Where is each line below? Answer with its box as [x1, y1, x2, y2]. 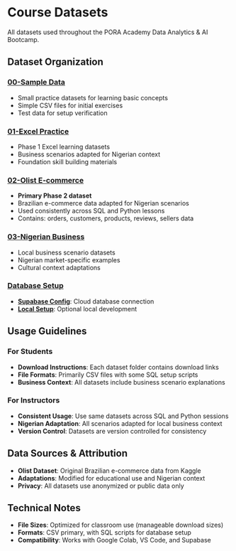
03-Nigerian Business [7, 232, 85, 242]
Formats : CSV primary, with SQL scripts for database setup [17, 528, 191, 537]
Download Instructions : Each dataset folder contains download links [17, 363, 220, 371]
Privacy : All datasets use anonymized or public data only [17, 481, 184, 490]
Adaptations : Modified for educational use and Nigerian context [17, 474, 206, 482]
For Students [7, 346, 53, 356]
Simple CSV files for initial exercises [17, 101, 123, 109]
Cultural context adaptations [17, 263, 101, 272]
